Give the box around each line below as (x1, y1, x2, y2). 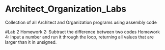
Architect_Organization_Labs (5, 3, 127, 15)
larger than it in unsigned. (5, 39, 57, 45)
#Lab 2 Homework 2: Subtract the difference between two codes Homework (5, 29, 160, 34)
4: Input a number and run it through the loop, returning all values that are (5, 34, 154, 40)
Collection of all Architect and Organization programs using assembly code (5, 19, 157, 25)
